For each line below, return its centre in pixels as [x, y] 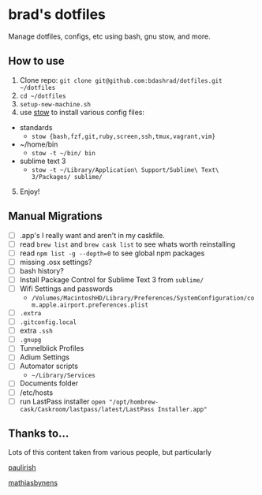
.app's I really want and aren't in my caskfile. [92, 235]
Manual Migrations [55, 216]
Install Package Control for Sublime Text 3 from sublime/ [111, 279]
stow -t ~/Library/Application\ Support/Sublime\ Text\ [125, 170]
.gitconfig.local [48, 322]
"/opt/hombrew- [134, 402]
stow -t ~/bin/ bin [64, 153]
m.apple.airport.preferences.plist [90, 305]
